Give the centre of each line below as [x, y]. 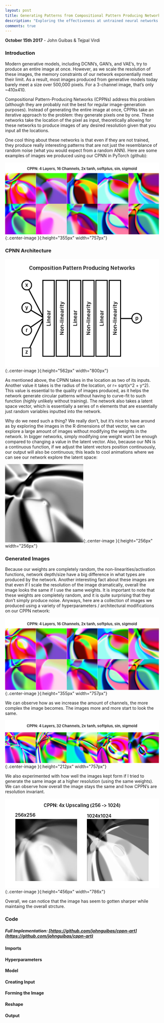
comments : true [20, 26]
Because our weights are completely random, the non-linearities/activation [80, 569]
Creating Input [20, 982]
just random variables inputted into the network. [53, 411]
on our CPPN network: [28, 611]
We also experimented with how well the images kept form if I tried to [75, 776]
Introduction [20, 53]
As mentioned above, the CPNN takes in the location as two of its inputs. [78, 380]
